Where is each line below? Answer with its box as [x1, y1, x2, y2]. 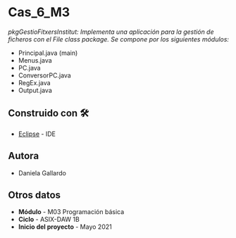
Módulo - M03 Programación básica [18, 208, 125, 216]
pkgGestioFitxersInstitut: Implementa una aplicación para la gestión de [8, 27, 214, 36]
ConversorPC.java [18, 71, 71, 80]
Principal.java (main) [18, 49, 78, 57]
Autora [8, 150, 39, 162]
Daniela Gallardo [18, 168, 66, 177]
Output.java [18, 86, 52, 94]
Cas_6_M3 [8, 4, 70, 20]
